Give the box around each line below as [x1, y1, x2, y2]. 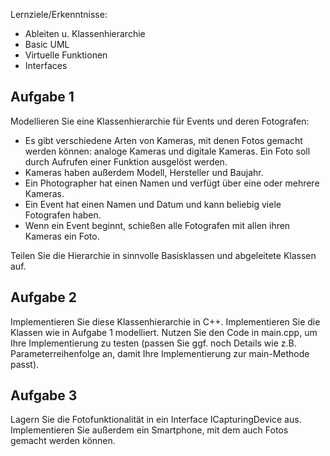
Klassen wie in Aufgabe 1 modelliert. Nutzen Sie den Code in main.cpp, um [10, 326, 318, 338]
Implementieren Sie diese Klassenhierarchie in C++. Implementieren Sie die [10, 315, 321, 328]
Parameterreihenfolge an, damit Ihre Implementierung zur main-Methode [10, 347, 310, 359]
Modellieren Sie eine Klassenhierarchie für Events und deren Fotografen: [10, 115, 310, 127]
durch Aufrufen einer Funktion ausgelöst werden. [24, 155, 228, 168]
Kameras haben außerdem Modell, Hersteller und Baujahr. [24, 166, 264, 178]
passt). [10, 358, 40, 370]
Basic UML [24, 39, 70, 50]
